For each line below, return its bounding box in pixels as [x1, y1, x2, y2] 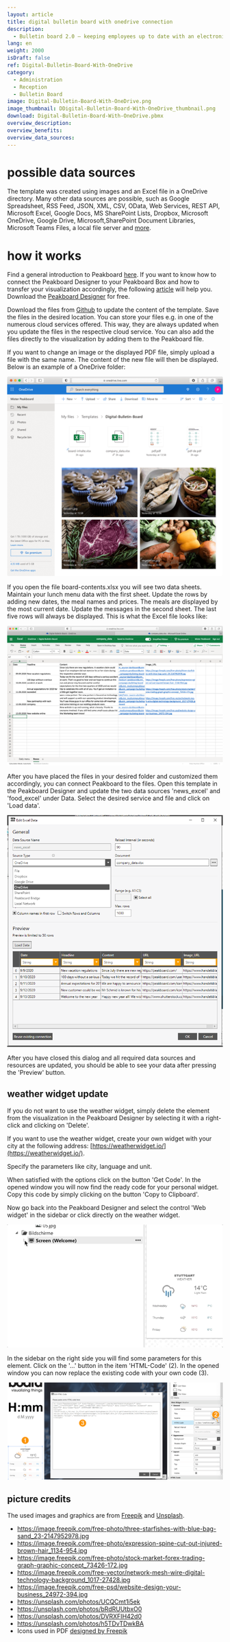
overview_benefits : [7, 127, 63, 134]
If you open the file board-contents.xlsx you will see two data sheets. [7, 583, 202, 591]
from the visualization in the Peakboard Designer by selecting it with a [7, 1113, 204, 1122]
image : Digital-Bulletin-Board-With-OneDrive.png [7, 98, 152, 105]
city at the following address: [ [7, 1141, 93, 1150]
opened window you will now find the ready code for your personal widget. [7, 1183, 219, 1191]
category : [7, 69, 36, 76]
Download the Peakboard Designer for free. [7, 293, 130, 301]
